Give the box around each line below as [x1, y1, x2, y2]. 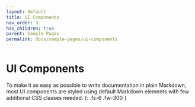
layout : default [6, 8, 46, 15]
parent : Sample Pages [6, 31, 60, 37]
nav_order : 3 [6, 20, 39, 26]
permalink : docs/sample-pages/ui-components [6, 36, 118, 42]
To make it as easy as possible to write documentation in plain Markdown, [6, 81, 187, 89]
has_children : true [6, 25, 55, 32]
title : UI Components [6, 14, 60, 20]
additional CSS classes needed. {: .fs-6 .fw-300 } [6, 94, 127, 101]
